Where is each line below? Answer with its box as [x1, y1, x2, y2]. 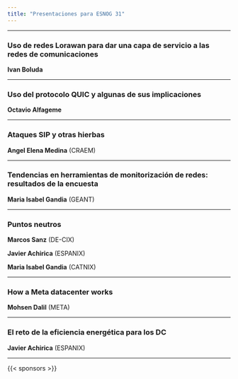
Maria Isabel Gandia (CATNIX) [7, 263, 96, 272]
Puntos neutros [7, 219, 62, 229]
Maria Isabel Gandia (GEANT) [7, 195, 95, 204]
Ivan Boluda [7, 65, 43, 74]
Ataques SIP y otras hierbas [7, 130, 105, 140]
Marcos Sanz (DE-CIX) [7, 235, 75, 244]
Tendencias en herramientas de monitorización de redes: [7, 170, 208, 180]
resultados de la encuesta [7, 179, 98, 189]
